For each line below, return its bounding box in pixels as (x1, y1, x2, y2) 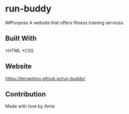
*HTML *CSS (5, 47, 34, 53)
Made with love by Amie (5, 103, 55, 109)
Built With (5, 34, 37, 43)
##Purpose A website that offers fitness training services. (5, 20, 124, 26)
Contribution (5, 90, 46, 98)
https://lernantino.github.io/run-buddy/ (5, 75, 85, 81)
